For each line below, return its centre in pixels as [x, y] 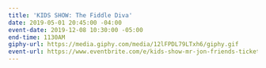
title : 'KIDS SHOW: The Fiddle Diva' [70, 15]
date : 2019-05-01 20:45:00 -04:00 [65, 23]
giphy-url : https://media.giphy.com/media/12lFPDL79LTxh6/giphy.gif [123, 45]
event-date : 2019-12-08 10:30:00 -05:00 [76, 30]
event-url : [26, 52]
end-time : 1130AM [37, 37]
